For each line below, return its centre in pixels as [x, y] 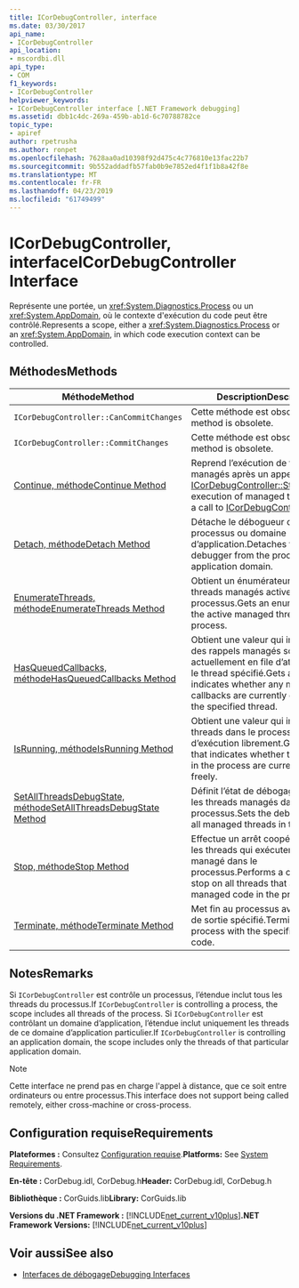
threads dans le [223, 732]
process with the [226, 930]
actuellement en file [232, 662]
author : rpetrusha [43, 141]
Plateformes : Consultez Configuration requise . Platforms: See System [139, 1155]
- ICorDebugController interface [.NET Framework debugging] [125, 109]
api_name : [28, 34]
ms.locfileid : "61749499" [57, 200]
